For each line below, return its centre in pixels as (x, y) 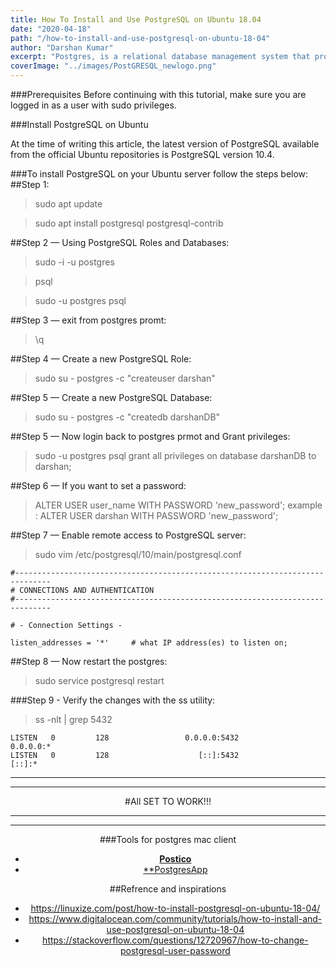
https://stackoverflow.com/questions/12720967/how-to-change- (175, 940)
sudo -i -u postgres (74, 262)
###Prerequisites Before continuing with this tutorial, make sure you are (158, 94)
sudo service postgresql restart (99, 680)
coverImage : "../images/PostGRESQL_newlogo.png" (113, 66)
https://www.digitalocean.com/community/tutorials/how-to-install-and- (175, 919)
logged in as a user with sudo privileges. (93, 105)
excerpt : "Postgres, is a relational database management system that (160, 57)
